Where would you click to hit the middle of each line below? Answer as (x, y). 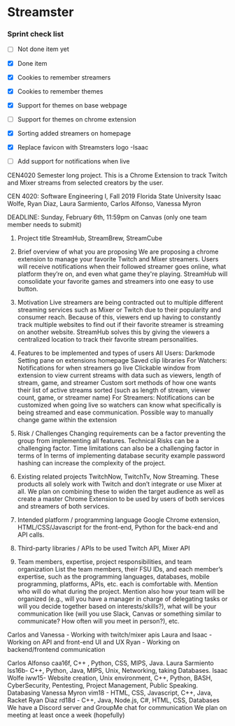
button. (28, 289)
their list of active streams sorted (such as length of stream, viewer (114, 390)
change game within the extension (67, 420)
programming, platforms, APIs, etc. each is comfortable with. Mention (117, 584)
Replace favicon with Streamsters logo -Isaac (83, 147)
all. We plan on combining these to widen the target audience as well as (121, 492)
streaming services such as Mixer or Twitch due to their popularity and (119, 310)
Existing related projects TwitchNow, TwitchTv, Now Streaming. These (118, 477)
